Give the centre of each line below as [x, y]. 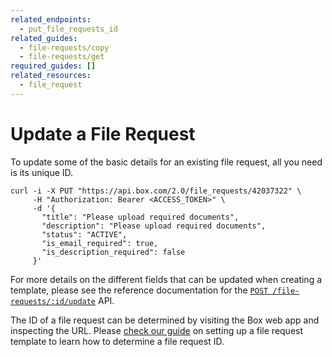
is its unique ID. [42, 172]
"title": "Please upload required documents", [140, 217]
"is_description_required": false [113, 252]
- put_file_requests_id [68, 29]
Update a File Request [103, 133]
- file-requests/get [62, 57]
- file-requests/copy [64, 47]
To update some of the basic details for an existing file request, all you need [166, 162]
